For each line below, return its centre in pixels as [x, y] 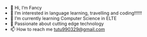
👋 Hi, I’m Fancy [26, 8]
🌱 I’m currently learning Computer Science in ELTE [63, 18]
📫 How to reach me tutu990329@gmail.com [57, 29]
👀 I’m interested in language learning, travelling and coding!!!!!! [76, 13]
